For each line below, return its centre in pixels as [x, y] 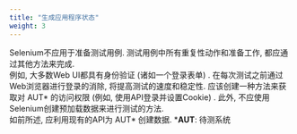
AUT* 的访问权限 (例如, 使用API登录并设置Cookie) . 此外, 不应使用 [148, 97]
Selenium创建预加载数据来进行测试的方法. [87, 108]
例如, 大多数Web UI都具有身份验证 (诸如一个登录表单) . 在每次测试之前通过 [146, 75]
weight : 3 [28, 26]
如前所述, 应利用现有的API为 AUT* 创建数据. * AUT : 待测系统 [120, 119]
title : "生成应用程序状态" [54, 17]
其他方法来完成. [46, 63]
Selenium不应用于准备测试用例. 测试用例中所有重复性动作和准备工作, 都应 [145, 52]
